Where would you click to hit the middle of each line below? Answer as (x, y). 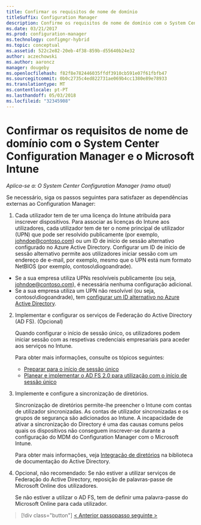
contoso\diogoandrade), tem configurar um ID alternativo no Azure (97, 297)
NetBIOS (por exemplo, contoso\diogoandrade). (74, 266)
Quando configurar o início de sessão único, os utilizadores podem (98, 333)
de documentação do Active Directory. (63, 461)
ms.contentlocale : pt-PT (37, 90)
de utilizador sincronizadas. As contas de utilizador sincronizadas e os (102, 411)
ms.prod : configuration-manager (46, 34)
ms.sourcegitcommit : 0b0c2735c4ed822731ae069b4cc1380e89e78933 (87, 79)
